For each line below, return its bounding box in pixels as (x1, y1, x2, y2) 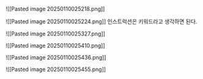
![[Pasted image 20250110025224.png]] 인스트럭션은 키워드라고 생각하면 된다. (6, 18, 197, 25)
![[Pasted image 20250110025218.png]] (6, 6, 105, 12)
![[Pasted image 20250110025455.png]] (6, 66, 106, 73)
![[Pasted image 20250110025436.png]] (6, 54, 106, 61)
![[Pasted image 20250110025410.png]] (6, 42, 105, 49)
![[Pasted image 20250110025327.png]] (6, 30, 105, 37)
